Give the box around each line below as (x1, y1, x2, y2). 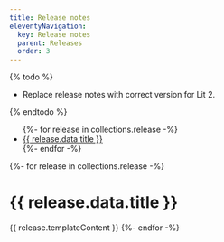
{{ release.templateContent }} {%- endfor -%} (9, 222, 181, 233)
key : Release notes (17, 30, 91, 39)
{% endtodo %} (9, 107, 68, 117)
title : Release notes (9, 13, 91, 23)
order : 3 (17, 47, 51, 56)
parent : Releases (17, 38, 83, 48)
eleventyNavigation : (9, 22, 88, 31)
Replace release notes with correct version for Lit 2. (22, 89, 215, 100)
